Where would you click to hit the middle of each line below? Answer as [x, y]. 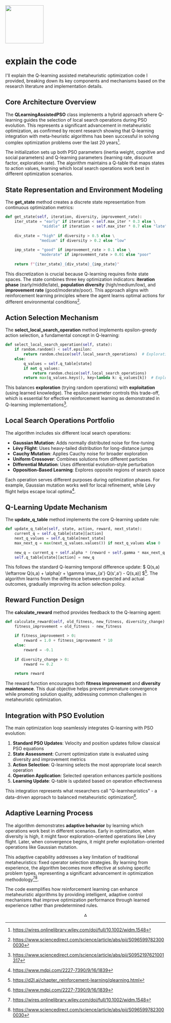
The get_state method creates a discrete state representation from [76, 202]
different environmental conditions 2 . [43, 301]
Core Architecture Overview [51, 102]
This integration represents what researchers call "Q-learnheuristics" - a [81, 791]
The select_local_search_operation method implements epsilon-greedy [81, 330]
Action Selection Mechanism [52, 318]
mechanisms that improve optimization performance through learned [78, 900]
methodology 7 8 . [22, 879]
